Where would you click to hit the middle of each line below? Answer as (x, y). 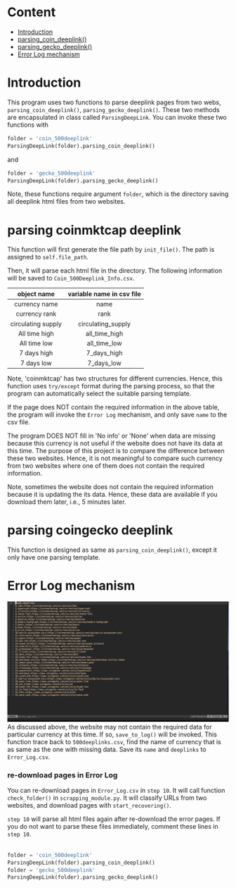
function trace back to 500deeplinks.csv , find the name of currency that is (114, 741)
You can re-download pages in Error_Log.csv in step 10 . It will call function (116, 790)
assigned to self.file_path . (48, 257)
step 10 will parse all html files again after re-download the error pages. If (114, 819)
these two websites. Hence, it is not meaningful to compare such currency (115, 458)
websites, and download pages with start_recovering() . (90, 805)
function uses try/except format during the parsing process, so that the (111, 386)
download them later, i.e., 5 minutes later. (67, 502)
